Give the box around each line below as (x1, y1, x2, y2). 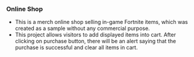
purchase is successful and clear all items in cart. (14, 44, 138, 51)
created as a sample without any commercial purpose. (14, 25, 150, 32)
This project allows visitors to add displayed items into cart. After (14, 31, 177, 38)
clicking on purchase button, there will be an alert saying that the (14, 38, 177, 45)
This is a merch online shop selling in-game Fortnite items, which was (14, 19, 188, 26)
